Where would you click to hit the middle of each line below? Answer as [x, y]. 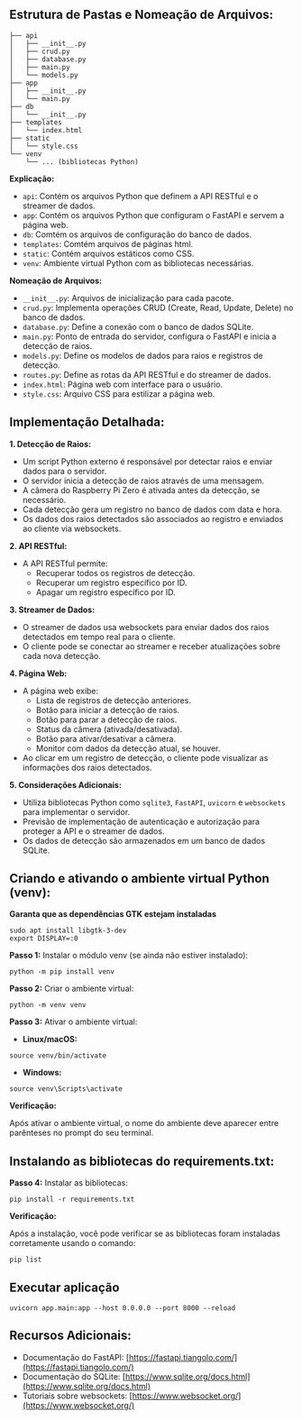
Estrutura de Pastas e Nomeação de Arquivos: [142, 15]
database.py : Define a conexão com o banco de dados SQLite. [138, 326]
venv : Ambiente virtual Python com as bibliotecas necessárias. [138, 263]
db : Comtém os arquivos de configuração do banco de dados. [137, 234]
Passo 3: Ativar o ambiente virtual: [73, 1021]
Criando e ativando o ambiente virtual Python [139, 879]
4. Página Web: [38, 673]
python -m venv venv [48, 1005]
